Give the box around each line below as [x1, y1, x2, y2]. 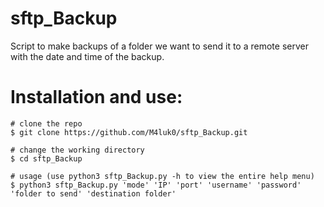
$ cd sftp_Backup [10, 153, 83, 164]
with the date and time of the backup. [10, 50, 165, 62]
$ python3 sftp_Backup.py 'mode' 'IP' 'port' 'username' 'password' [10, 180, 302, 190]
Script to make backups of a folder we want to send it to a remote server [10, 40, 309, 52]
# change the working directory [10, 145, 145, 155]
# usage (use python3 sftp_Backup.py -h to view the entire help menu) [10, 171, 315, 181]
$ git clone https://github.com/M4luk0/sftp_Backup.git [10, 127, 248, 137]
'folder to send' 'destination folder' [10, 188, 177, 199]
